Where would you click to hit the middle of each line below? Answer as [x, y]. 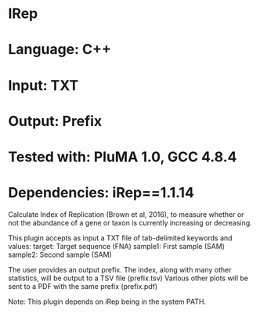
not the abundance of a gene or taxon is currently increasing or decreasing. [130, 222]
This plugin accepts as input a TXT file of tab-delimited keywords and [120, 238]
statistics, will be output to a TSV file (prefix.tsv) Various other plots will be [128, 278]
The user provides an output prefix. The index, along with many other [120, 269]
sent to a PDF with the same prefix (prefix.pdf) [83, 286]
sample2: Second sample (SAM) [60, 254]
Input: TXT [43, 85]
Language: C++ [60, 50]
